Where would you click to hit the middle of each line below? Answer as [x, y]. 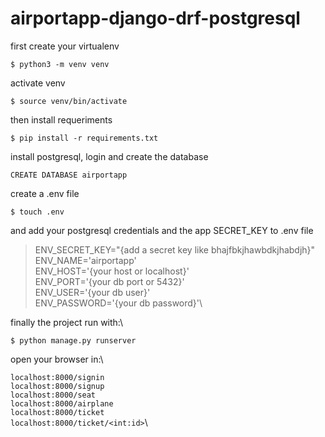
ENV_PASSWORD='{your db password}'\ [118, 303]
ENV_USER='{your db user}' [92, 292]
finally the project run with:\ [67, 322]
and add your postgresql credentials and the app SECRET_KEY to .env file [162, 230]
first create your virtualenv [65, 46]
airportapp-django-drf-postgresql [155, 18]
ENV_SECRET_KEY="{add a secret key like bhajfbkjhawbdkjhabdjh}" [175, 249]
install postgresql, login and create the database [109, 156]
